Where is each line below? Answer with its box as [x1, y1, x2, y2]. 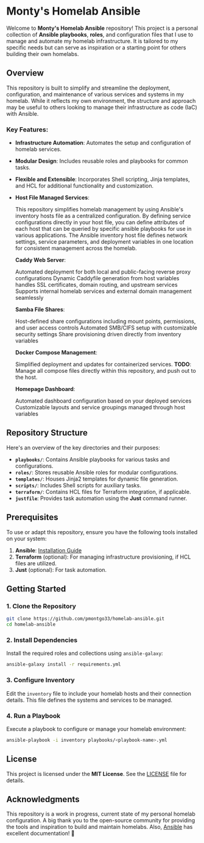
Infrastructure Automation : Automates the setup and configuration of [15, 139, 191, 147]
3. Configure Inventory [6, 676, 75, 685]
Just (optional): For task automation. [15, 566, 107, 573]
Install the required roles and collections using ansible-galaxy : [6, 650, 163, 657]
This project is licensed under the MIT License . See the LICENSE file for [6, 770, 187, 777]
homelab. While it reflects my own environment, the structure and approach [6, 97, 196, 104]
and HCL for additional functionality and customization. [15, 182, 154, 189]
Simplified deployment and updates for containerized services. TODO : [15, 361, 192, 368]
